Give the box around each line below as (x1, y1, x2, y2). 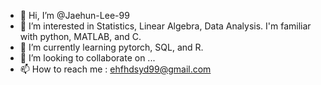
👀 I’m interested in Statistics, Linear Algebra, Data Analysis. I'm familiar (19, 20, 312, 32)
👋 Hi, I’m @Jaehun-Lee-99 (19, 10, 130, 21)
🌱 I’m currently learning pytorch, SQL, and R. (19, 41, 204, 53)
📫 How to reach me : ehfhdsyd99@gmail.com (19, 63, 212, 75)
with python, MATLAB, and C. (19, 31, 142, 42)
